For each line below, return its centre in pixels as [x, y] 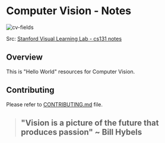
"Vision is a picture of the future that [90, 123]
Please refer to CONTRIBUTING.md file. [54, 104]
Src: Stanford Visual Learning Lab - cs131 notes [64, 38]
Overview [25, 57]
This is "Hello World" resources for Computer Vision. [71, 71]
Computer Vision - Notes [69, 11]
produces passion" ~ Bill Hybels [81, 132]
